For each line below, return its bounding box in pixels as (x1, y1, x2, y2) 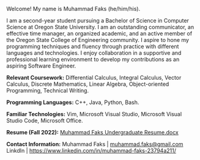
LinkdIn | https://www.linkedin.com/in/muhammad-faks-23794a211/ (6, 147, 176, 154)
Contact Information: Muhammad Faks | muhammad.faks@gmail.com (6, 141, 183, 148)
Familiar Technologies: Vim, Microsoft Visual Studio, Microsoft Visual (6, 111, 182, 117)
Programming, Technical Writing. (6, 87, 89, 94)
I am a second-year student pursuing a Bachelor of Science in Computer (6, 17, 190, 24)
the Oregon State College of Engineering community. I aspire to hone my (6, 37, 190, 43)
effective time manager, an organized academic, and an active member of (6, 30, 193, 37)
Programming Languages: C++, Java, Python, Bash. (6, 99, 139, 106)
